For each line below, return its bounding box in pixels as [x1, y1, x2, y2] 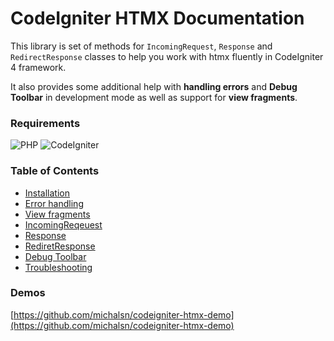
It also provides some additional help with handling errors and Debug [10, 80, 298, 92]
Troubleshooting [24, 261, 93, 273]
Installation [24, 187, 71, 199]
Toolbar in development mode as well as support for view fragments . [10, 91, 298, 103]
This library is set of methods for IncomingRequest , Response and [10, 40, 273, 52]
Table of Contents [10, 164, 100, 178]
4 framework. [10, 61, 67, 73]
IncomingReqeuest [24, 218, 103, 231]
